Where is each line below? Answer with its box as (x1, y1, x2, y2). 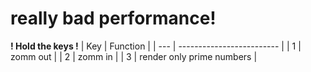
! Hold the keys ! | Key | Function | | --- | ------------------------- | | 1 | (10, 40, 302, 52)
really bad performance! (10, 7, 217, 30)
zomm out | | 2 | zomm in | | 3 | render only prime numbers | (10, 50, 258, 62)
